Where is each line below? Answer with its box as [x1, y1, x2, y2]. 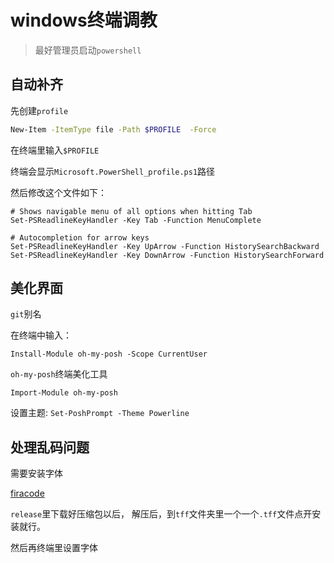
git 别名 [10, 308, 42, 320]
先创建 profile [10, 104, 69, 116]
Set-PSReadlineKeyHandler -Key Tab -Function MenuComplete [10, 215, 262, 225]
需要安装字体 [10, 467, 63, 480]
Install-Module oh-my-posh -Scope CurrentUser [10, 349, 208, 360]
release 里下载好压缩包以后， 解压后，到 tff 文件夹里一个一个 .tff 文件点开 [10, 508, 313, 520]
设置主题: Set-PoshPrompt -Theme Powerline [10, 407, 190, 419]
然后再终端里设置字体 [10, 542, 98, 554]
